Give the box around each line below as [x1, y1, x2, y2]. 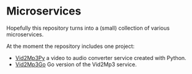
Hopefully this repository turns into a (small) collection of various [6, 24, 170, 32]
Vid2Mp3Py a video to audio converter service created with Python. [15, 54, 186, 61]
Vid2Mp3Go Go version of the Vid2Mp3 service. [15, 61, 137, 68]
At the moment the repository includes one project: [6, 42, 135, 50]
